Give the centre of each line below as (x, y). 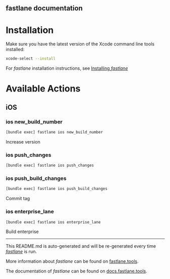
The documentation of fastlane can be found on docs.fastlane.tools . (77, 271)
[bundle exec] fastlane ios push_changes (50, 166)
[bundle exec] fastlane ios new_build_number (54, 132)
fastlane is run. (21, 252)
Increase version (23, 142)
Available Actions (43, 89)
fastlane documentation (44, 8)
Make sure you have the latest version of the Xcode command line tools (80, 44)
